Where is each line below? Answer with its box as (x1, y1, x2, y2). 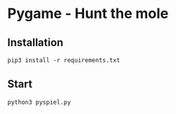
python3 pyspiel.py (7, 98, 71, 106)
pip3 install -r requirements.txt (7, 56, 121, 64)
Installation (7, 36, 64, 49)
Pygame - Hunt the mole (7, 5, 169, 23)
